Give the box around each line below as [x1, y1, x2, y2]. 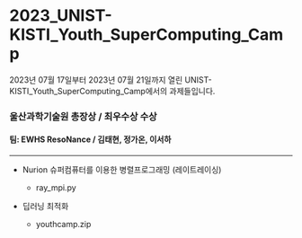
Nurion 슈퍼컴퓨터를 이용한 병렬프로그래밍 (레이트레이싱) [22, 164, 222, 175]
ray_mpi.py [35, 182, 76, 193]
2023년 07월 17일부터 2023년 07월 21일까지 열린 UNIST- [9, 74, 213, 85]
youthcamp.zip [35, 219, 92, 230]
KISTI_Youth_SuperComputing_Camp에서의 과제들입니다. [9, 85, 216, 96]
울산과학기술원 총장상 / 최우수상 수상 [9, 110, 157, 122]
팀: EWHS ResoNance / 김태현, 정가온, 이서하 [9, 134, 172, 145]
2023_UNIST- [9, 5, 112, 26]
